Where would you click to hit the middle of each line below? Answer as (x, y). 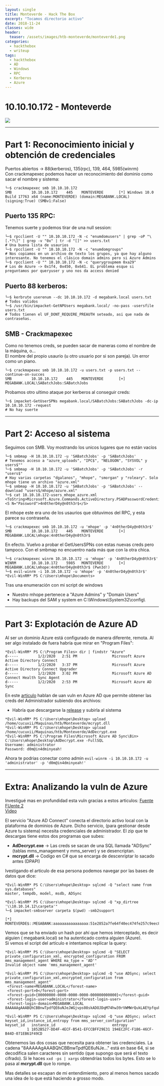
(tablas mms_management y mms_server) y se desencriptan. (73, 851)
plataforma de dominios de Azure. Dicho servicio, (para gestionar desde (78, 826)
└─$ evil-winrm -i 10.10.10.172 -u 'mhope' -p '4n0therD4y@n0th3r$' (76, 571)
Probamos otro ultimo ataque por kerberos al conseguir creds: (68, 392)
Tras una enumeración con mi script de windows (54, 585)
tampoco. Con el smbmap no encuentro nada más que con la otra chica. (78, 549)
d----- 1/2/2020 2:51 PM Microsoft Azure (75, 656)
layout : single (20, 10)
